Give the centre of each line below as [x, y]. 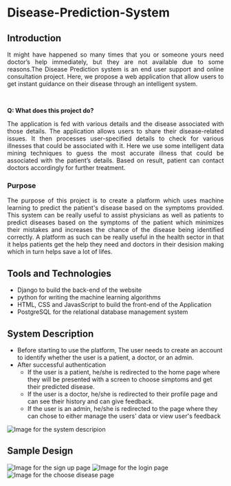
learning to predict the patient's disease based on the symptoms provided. [115, 208]
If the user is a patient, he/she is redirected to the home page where [124, 372]
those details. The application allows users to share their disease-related [115, 131]
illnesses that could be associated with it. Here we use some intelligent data [115, 146]
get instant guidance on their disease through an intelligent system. [102, 84]
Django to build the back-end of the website [79, 290]
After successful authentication [62, 364]
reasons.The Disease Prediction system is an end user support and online [115, 69]
